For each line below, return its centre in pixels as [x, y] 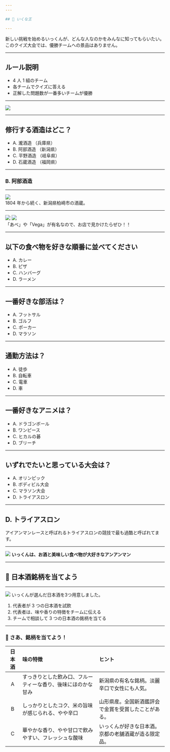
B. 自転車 [22, 375]
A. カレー [22, 260]
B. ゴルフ [22, 321]
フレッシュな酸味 [63, 738]
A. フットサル [27, 315]
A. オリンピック [29, 478]
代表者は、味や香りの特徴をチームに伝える [57, 612]
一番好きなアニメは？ [38, 411]
